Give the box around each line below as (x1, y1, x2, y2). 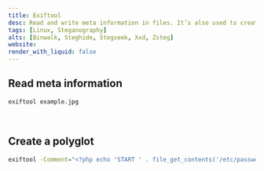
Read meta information (8, 77, 123, 90)
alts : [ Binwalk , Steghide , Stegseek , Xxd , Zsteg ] (8, 33, 174, 42)
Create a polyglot (8, 135, 94, 148)
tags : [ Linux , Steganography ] (8, 26, 108, 34)
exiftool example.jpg (8, 97, 79, 106)
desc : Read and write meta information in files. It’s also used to (8, 19, 237, 27)
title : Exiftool (8, 11, 61, 20)
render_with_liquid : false (8, 48, 97, 56)
